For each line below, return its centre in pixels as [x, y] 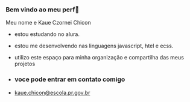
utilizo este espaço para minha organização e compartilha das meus [99, 58]
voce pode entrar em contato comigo [70, 79]
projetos [25, 64]
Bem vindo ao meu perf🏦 [43, 10]
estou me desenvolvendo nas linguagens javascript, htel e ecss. [94, 46]
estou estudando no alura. [47, 34]
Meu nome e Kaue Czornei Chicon [48, 23]
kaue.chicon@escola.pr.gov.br [52, 92]
